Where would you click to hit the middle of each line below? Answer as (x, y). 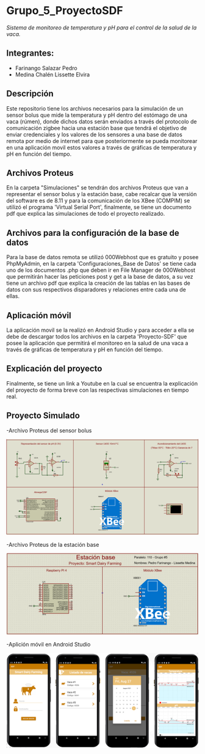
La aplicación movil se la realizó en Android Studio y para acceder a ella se (100, 330)
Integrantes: (30, 53)
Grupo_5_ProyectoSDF (65, 11)
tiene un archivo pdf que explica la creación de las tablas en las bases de (98, 283)
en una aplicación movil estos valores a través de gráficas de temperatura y (102, 147)
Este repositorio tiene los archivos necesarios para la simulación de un (95, 108)
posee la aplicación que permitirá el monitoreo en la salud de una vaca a (97, 343)
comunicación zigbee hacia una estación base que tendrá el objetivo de (97, 128)
